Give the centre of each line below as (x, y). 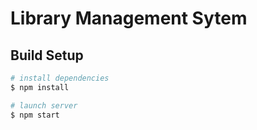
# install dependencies (60, 78)
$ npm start (35, 115)
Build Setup (47, 55)
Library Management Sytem (129, 18)
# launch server (44, 105)
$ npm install (40, 87)
